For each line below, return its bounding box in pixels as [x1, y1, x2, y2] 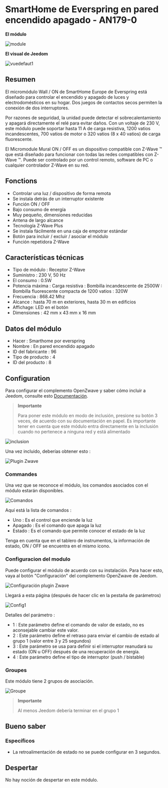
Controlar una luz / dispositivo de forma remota [12, 190, 111, 196]
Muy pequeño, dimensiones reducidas [12, 212, 92, 218]
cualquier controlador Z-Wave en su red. [5, 162, 89, 168]
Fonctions [5, 177, 38, 185]
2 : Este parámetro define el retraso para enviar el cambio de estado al [12, 632, 159, 639]
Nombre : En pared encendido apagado [12, 343, 95, 349]
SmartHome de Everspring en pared [5, 4, 159, 15]
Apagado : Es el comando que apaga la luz [12, 523, 102, 529]
